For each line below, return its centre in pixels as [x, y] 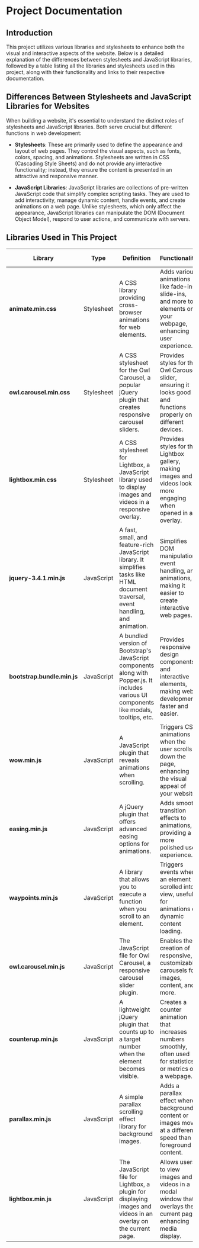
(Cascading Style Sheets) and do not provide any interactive [88, 163]
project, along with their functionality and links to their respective [85, 72]
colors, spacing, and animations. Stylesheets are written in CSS [92, 157]
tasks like [132, 574]
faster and [174, 706]
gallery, [170, 461]
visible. [129, 1076]
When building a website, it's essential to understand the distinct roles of [95, 120]
